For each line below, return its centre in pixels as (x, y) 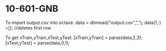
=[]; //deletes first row (28, 27)
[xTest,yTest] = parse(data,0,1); (37, 42)
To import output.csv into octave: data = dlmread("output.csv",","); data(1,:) (83, 22)
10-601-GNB (32, 9)
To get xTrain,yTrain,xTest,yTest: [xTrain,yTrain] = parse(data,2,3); (74, 37)
